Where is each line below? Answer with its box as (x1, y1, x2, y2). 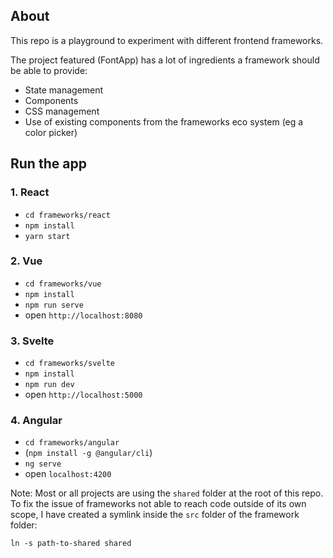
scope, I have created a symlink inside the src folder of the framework (10, 509, 300, 521)
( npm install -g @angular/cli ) (24, 447, 153, 459)
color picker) (24, 126, 78, 138)
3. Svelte (10, 334, 55, 348)
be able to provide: (10, 64, 88, 76)
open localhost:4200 (24, 468, 112, 480)
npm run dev (24, 380, 75, 390)
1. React (10, 185, 50, 199)
